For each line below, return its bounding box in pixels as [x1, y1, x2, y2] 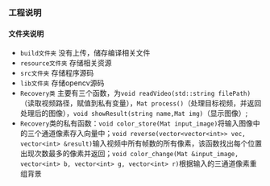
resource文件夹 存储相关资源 [19, 58, 112, 68]
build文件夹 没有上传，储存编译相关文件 [19, 48, 151, 58]
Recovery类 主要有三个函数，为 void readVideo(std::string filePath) [19, 89, 251, 98]
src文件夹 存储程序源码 [19, 68, 94, 78]
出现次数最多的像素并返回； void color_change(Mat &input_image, [19, 149, 239, 159]
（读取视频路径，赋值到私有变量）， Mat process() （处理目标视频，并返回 [19, 98, 262, 108]
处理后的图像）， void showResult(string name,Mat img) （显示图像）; [19, 109, 248, 118]
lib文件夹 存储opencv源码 [19, 78, 105, 88]
